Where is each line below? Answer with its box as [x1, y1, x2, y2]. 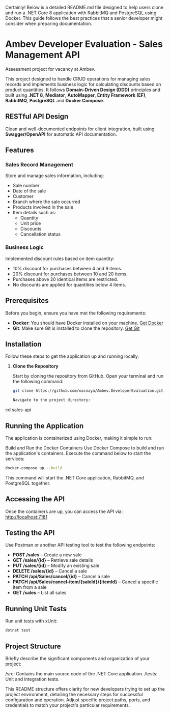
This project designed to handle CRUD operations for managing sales [5, 76, 151, 82]
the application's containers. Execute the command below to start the [5, 450, 151, 456]
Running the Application [5, 421, 84, 430]
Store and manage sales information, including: [5, 173, 104, 179]
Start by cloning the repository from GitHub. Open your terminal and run [12, 373, 164, 379]
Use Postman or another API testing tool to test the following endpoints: [5, 542, 155, 548]
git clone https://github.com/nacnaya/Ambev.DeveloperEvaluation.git [12, 388, 164, 393]
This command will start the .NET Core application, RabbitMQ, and [5, 474, 144, 480]
